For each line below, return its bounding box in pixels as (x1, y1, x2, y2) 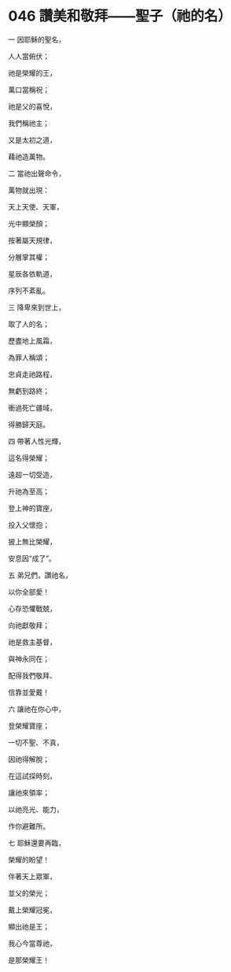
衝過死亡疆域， (8, 403, 57, 412)
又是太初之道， (8, 135, 57, 144)
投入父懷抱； (8, 520, 49, 529)
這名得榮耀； (8, 453, 49, 462)
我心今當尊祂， (8, 938, 57, 948)
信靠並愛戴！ (8, 687, 49, 697)
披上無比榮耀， (8, 536, 57, 546)
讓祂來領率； (8, 788, 49, 797)
